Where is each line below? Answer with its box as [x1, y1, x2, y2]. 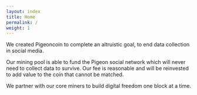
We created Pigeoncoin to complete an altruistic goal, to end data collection [6, 41, 190, 48]
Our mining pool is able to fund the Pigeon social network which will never [6, 59, 186, 66]
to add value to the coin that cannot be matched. [6, 71, 124, 78]
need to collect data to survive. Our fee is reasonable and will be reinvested [6, 65, 189, 72]
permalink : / [6, 19, 38, 25]
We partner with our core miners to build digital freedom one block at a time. [6, 83, 191, 90]
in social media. [6, 48, 44, 55]
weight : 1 [6, 25, 31, 31]
